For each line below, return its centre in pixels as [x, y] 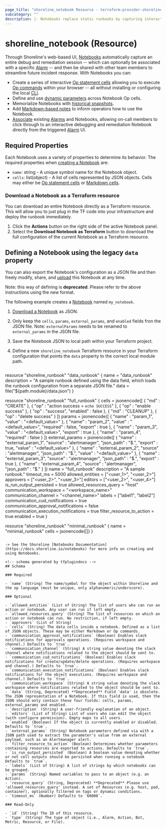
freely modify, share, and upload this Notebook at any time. [65, 277]
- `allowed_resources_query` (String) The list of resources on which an [83, 614]
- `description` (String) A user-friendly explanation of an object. [78, 709]
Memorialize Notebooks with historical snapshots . [63, 104]
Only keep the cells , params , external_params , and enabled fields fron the [86, 321]
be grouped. [17, 770]
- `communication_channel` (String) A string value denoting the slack [80, 649]
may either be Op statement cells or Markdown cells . [66, 183]
